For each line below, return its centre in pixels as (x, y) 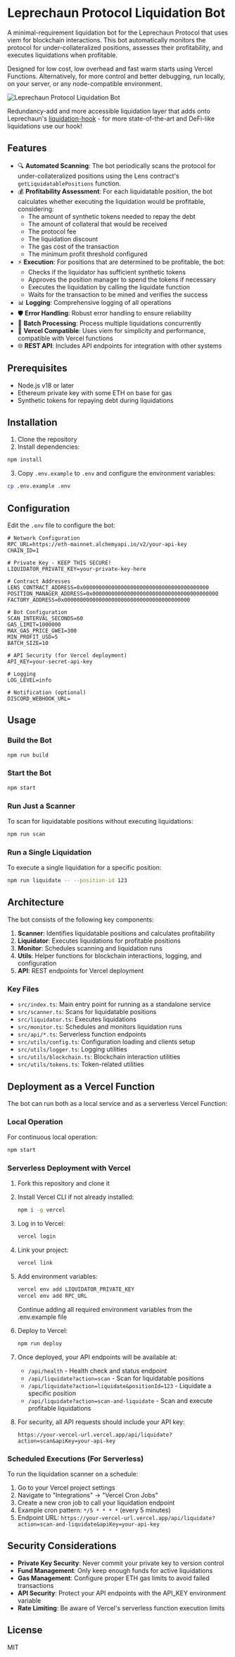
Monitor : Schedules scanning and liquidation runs (90, 948)
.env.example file (42, 1317)
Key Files (23, 989)
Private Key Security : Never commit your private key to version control (121, 1563)
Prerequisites (37, 368)
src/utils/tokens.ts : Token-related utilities (81, 1064)
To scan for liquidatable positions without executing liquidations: (100, 821)
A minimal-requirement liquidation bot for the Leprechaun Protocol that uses (118, 32)
